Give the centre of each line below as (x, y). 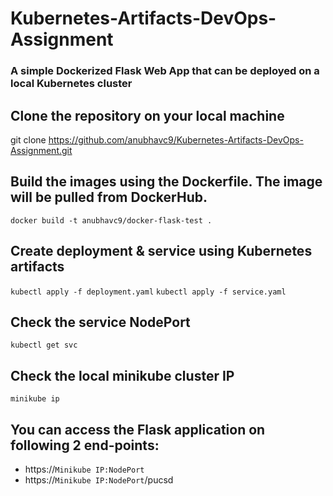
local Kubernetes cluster (71, 84)
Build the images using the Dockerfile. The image (166, 182)
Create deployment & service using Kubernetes (161, 251)
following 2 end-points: (85, 445)
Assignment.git (41, 150)
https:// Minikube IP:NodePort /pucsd (99, 479)
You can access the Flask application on (138, 429)
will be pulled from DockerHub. (109, 197)
